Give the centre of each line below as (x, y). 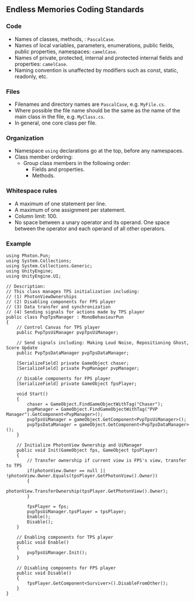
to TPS (14, 465)
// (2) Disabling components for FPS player (61, 302)
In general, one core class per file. (55, 123)
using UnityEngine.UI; (34, 276)
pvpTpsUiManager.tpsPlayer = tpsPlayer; (77, 511)
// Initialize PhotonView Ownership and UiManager (79, 445)
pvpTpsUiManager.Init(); (57, 552)
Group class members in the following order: (77, 163)
